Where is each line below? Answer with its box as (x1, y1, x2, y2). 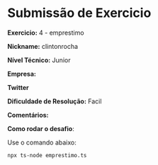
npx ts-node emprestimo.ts (7, 152, 87, 159)
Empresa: (7, 69, 37, 78)
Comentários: (7, 110, 49, 119)
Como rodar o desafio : (7, 124, 74, 132)
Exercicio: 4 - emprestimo (7, 28, 84, 37)
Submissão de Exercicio (7, 5, 152, 21)
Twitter (7, 83, 30, 91)
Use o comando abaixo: (7, 138, 77, 147)
